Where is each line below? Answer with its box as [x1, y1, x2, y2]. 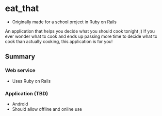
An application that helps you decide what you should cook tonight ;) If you [5, 28, 155, 34]
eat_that [5, 3, 39, 14]
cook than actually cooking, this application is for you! [5, 38, 113, 44]
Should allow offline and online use [12, 106, 82, 112]
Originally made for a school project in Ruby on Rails [12, 19, 117, 25]
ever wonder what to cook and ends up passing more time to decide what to [5, 33, 158, 39]
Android [12, 101, 28, 107]
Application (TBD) [5, 90, 49, 97]
